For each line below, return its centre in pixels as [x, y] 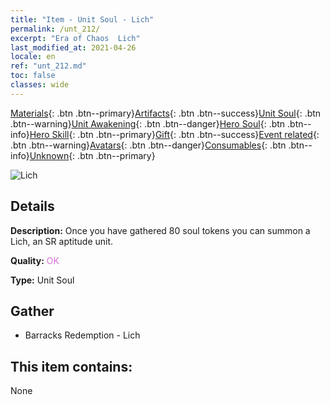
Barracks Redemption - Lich [82, 335]
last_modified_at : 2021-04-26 [73, 47]
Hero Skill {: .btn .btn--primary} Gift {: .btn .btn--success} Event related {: [174, 134]
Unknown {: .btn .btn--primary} [92, 155]
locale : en [33, 57]
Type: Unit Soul [42, 280]
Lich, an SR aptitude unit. [62, 241]
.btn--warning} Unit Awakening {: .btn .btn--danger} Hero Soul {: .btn [148, 123]
